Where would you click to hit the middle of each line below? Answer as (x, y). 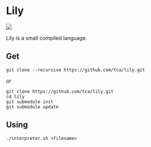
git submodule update (32, 107)
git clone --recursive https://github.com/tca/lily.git (75, 70)
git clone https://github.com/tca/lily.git (60, 91)
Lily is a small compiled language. (47, 38)
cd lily (16, 97)
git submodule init (30, 102)
